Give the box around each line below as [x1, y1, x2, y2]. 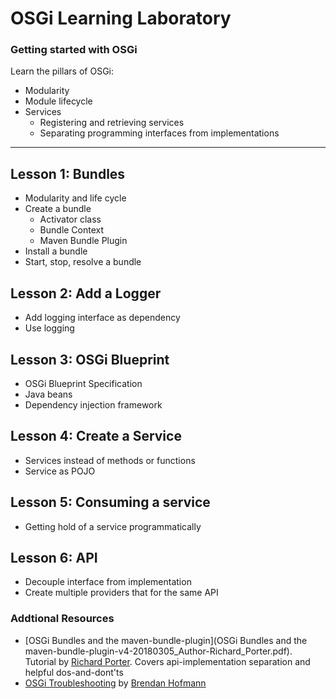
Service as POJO [24, 465, 96, 477]
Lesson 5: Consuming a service [10, 494, 211, 511]
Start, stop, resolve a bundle [24, 256, 142, 268]
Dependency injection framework [24, 398, 163, 411]
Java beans [24, 388, 73, 400]
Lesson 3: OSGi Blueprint [10, 351, 170, 368]
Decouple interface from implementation [24, 576, 192, 588]
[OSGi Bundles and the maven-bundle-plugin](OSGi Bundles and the [24, 634, 308, 646]
